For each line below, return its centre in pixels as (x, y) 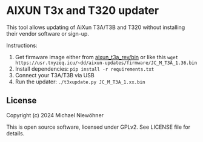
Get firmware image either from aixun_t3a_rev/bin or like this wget (97, 57)
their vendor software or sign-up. (48, 33)
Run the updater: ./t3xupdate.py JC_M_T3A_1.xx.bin (80, 82)
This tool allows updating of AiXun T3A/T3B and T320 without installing (96, 27)
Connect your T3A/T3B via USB (55, 75)
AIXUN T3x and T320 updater (83, 11)
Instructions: (22, 45)
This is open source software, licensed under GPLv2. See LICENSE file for (98, 127)
